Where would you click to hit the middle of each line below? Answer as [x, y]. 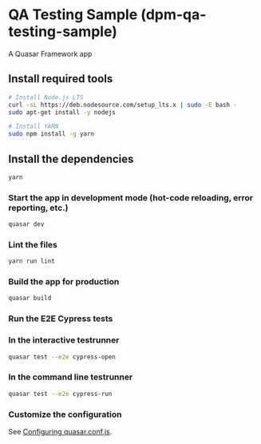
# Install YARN [34, 127]
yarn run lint [32, 261]
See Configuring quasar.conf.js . [60, 431]
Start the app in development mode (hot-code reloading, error [131, 197]
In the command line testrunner [71, 377]
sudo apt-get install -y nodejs [62, 112]
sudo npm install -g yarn [51, 134]
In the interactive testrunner [64, 340]
